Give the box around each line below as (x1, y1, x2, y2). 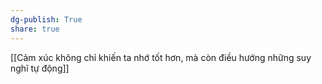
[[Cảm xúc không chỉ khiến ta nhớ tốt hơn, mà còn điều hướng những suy (10, 51, 312, 63)
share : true (10, 24, 60, 34)
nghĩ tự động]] (10, 62, 70, 74)
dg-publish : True (10, 14, 83, 25)
